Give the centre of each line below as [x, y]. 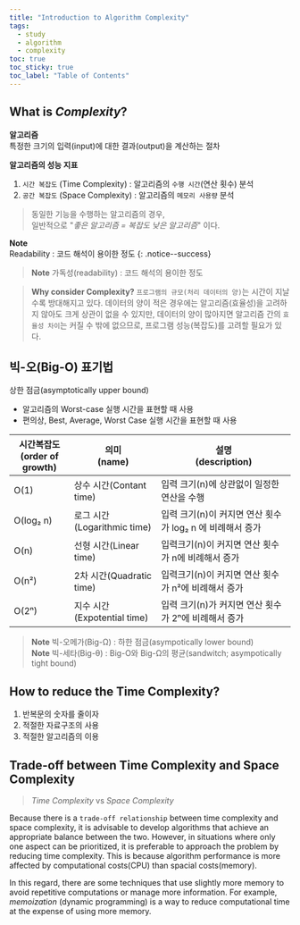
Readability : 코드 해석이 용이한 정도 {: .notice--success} [110, 253]
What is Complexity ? [68, 112]
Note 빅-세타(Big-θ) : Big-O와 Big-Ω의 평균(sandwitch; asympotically [156, 653]
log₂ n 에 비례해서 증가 [216, 528]
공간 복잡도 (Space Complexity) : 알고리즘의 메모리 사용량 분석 [128, 195]
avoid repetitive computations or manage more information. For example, [143, 892]
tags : [19, 26]
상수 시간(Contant [111, 485]
